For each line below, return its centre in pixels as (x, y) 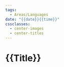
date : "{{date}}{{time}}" (32, 19)
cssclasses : (18, 24)
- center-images (27, 29)
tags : (11, 10)
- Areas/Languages (29, 15)
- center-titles (27, 33)
